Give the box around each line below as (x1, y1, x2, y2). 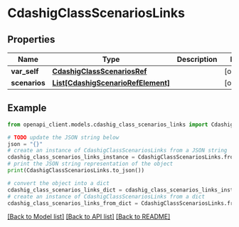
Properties (7, 33, 55, 46)
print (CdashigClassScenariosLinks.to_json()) (7, 167, 144, 174)
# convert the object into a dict (7, 179, 110, 186)
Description (176, 55, 218, 64)
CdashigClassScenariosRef (52, 66, 147, 76)
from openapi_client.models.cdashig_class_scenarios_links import (7, 121, 208, 128)
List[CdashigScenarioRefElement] (52, 78, 171, 88)
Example (7, 102, 47, 115)
